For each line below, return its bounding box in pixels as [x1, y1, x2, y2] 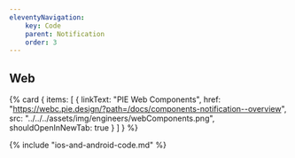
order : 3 [25, 37, 58, 47]
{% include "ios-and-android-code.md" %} [9, 139, 167, 151]
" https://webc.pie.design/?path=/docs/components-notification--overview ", [9, 104, 287, 115]
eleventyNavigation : [9, 12, 86, 22]
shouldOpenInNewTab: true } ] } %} [9, 122, 139, 133]
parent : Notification [25, 29, 105, 38]
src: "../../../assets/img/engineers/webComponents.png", [9, 113, 215, 124]
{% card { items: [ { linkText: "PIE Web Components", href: [9, 94, 221, 105]
